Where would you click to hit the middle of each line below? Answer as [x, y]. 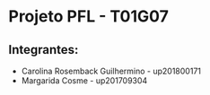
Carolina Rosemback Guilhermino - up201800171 [111, 71]
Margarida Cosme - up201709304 [84, 81]
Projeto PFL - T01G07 [89, 17]
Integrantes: [44, 50]
